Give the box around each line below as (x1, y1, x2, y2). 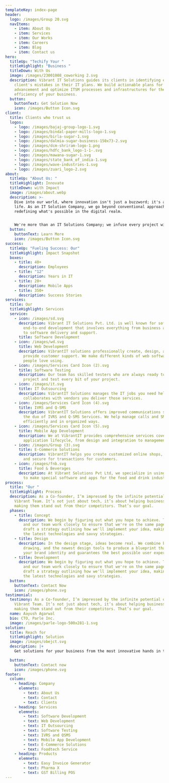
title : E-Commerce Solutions (18, 447, 80, 452)
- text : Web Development (23, 719, 75, 724)
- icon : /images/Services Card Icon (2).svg (14, 363, 109, 368)
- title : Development (14, 555, 59, 560)
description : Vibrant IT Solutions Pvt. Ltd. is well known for (18, 320, 156, 325)
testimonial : (5, 593, 33, 598)
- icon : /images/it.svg (14, 381, 64, 387)
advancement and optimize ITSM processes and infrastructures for (14, 87, 156, 92)
